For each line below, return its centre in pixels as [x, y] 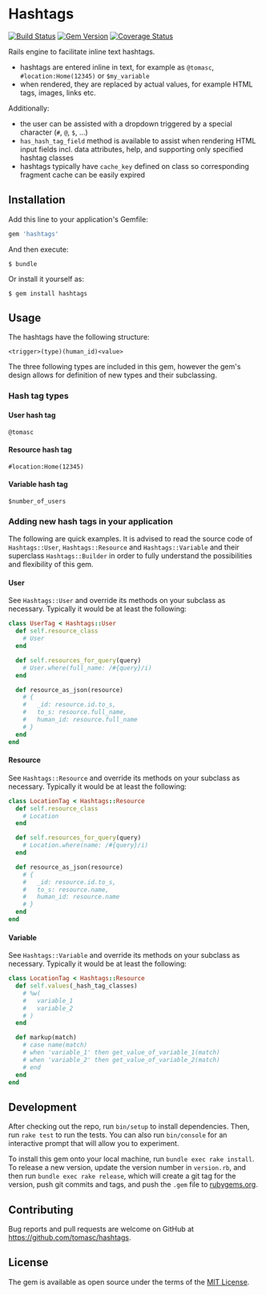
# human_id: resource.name [71, 897]
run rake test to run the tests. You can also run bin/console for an [118, 1135]
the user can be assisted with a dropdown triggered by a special [126, 123]
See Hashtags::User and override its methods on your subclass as [117, 601]
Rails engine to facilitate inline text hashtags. [82, 51]
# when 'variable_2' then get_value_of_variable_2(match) [121, 1060]
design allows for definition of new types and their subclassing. [113, 375]
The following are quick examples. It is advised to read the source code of [131, 539]
